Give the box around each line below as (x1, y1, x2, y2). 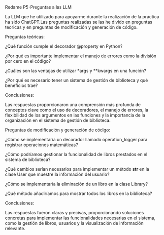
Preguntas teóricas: (5, 34, 45, 39)
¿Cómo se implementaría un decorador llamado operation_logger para (5, 137, 148, 142)
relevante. (5, 226, 26, 231)
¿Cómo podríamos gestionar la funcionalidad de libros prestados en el (5, 152, 148, 157)
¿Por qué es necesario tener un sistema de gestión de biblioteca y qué (5, 78, 148, 83)
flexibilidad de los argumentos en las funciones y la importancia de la (5, 112, 145, 118)
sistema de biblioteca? (5, 157, 51, 162)
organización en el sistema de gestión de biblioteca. (5, 117, 111, 123)
